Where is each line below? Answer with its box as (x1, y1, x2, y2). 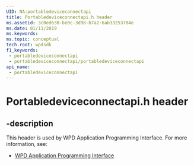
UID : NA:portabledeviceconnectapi (6, 8, 92, 15)
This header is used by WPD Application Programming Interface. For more (6, 134, 187, 141)
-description (6, 118, 53, 128)
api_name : (6, 64, 31, 70)
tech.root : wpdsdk (6, 42, 52, 48)
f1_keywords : (6, 47, 39, 53)
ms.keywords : (6, 31, 39, 37)
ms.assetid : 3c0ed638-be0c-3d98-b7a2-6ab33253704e (6, 20, 134, 26)
